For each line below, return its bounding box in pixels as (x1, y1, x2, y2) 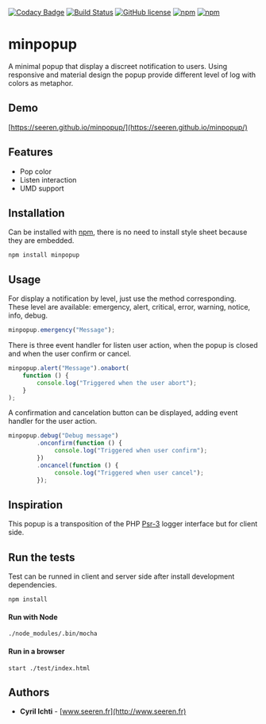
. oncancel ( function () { (37, 461, 119, 469)
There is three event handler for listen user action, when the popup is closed (8, 341, 258, 350)
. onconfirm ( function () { (37, 439, 123, 448)
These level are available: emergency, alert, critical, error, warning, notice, (8, 302, 251, 312)
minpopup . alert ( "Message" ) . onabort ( (8, 364, 129, 372)
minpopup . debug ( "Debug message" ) (8, 432, 119, 440)
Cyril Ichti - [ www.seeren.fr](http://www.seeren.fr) (19, 707, 187, 716)
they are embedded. (8, 236, 75, 245)
